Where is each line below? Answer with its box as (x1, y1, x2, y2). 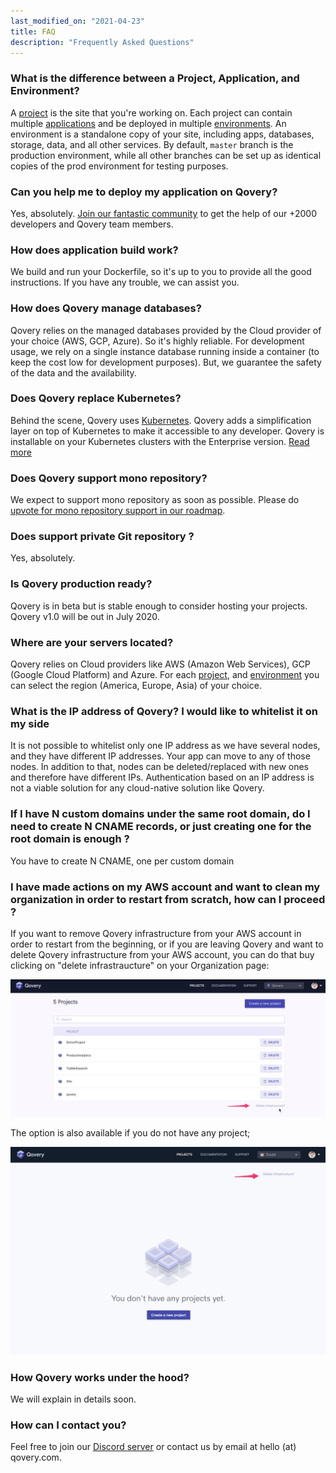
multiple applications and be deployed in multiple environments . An (10, 117, 287, 129)
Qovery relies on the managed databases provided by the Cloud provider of (10, 324, 322, 336)
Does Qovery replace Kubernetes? (10, 391, 182, 405)
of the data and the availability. (10, 366, 137, 379)
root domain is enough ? (10, 832, 130, 846)
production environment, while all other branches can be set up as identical (10, 149, 322, 161)
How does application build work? (10, 243, 179, 257)
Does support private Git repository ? (10, 530, 195, 544)
